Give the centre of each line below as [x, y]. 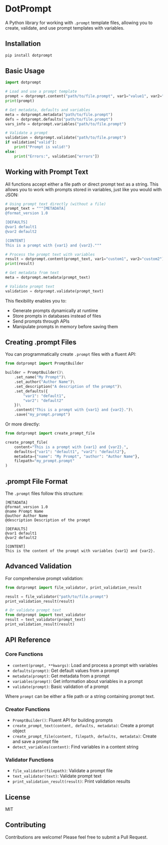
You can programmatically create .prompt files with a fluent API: [71, 354]
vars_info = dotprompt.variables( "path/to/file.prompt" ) [66, 124]
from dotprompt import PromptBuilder [44, 364]
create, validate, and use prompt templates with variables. [65, 28]
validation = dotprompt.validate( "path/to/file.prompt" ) [66, 138]
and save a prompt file [35, 741]
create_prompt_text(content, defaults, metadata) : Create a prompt [83, 725]
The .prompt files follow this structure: [44, 493]
